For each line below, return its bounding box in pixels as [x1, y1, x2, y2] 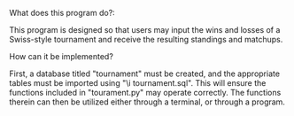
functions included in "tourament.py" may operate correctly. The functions [9, 88, 282, 97]
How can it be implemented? [9, 51, 113, 61]
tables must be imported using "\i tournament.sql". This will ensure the [9, 78, 267, 88]
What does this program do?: [9, 8, 115, 18]
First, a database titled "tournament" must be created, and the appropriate [9, 68, 281, 79]
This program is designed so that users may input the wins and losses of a [9, 25, 281, 35]
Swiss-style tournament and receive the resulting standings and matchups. [9, 35, 283, 44]
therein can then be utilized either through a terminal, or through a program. [9, 97, 286, 107]
